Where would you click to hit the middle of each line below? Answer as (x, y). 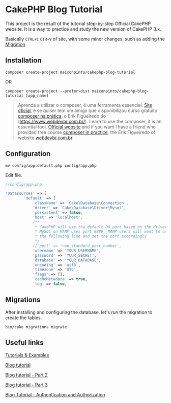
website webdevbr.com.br (45, 138)
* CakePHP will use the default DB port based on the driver (101, 227)
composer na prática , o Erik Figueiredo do (62, 116)
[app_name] (37, 96)
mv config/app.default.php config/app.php (51, 165)
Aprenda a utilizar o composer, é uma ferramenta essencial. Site (85, 105)
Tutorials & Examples (27, 355)
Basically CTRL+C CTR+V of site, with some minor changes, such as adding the (85, 39)
